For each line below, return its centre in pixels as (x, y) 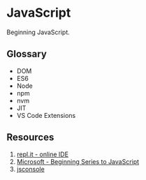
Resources (30, 137)
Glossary (27, 54)
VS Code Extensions (46, 115)
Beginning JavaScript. (38, 32)
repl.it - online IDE (43, 154)
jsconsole (30, 169)
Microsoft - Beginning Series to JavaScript (78, 161)
